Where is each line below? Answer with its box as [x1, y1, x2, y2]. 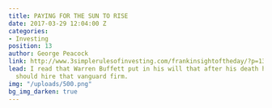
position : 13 [8, 42, 53, 50]
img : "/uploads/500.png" [8, 80, 92, 88]
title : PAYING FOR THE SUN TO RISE [8, 11, 129, 20]
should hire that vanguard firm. [15, 72, 129, 80]
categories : [8, 27, 49, 35]
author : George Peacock [8, 50, 89, 58]
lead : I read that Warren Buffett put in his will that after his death [8, 65, 259, 73]
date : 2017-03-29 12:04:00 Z [8, 19, 107, 28]
